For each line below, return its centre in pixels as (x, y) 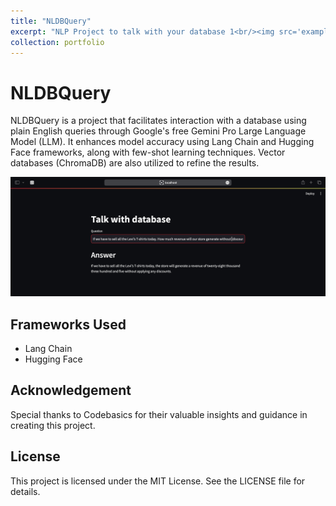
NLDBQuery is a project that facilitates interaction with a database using (158, 121)
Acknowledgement (71, 390)
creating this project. (53, 425)
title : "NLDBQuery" (51, 21)
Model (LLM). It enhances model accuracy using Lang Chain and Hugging (162, 142)
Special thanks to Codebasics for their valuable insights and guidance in (159, 414)
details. (25, 491)
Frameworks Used (68, 324)
